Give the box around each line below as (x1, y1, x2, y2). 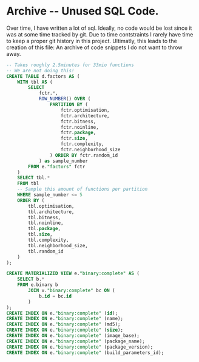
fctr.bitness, (60, 118, 96, 125)
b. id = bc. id (38, 293, 72, 299)
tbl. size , (28, 231, 53, 237)
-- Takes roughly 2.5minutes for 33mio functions (6, 62, 135, 68)
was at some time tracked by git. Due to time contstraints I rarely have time (6, 30, 194, 38)
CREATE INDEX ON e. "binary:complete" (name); (6, 316, 123, 322)
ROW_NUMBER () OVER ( (38, 96, 91, 102)
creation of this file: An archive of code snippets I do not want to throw (6, 44, 183, 51)
